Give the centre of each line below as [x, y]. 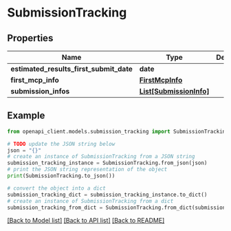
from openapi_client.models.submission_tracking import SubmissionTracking [118, 131]
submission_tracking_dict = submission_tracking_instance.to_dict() [107, 195]
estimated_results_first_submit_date [71, 69]
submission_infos [40, 91]
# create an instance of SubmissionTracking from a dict [90, 201]
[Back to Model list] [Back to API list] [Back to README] [86, 221]
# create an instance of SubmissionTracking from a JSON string [101, 157]
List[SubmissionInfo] [174, 91]
